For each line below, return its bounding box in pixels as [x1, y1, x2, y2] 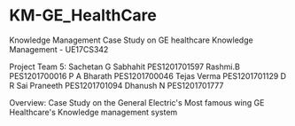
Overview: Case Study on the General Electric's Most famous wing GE [9, 97, 265, 107]
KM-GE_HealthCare [9, 5, 157, 26]
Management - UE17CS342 [9, 43, 109, 54]
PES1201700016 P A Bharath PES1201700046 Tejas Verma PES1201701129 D [9, 70, 286, 81]
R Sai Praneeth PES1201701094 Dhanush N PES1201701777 [9, 80, 224, 91]
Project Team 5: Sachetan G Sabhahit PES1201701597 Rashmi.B [9, 61, 241, 72]
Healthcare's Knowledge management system [9, 106, 178, 117]
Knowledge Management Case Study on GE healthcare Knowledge [9, 35, 254, 45]
